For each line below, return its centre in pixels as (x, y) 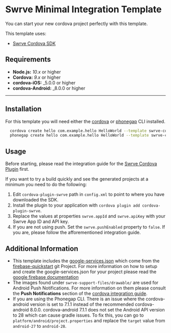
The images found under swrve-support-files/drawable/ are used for (85, 282)
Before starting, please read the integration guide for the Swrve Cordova (81, 164)
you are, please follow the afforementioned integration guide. (77, 232)
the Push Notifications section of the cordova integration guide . (80, 293)
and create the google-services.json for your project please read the (84, 272)
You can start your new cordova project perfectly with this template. (77, 24)
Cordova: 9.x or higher (37, 77)
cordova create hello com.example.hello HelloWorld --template (78, 131)
